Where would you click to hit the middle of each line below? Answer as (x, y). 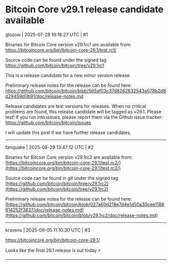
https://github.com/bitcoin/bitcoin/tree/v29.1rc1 (55, 65)
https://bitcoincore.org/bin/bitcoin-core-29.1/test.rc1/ (61, 50)
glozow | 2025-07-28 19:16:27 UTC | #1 (47, 34)
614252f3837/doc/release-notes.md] (45, 210)
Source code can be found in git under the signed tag (62, 178)
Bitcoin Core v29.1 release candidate (84, 10)
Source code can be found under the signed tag (56, 60)
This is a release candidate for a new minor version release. (68, 75)
